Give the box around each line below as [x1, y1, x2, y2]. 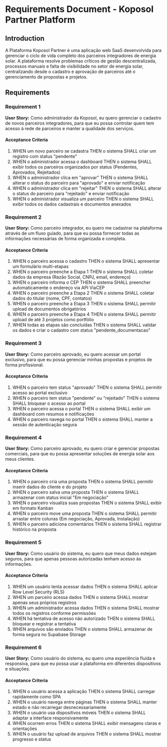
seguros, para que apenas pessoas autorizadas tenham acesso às [5, 555, 141, 561]
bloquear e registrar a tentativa [12, 620, 76, 626]
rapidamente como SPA [12, 694, 61, 700]
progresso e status [12, 736, 51, 742]
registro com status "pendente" [12, 153, 77, 159]
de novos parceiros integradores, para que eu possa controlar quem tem [5, 120, 155, 126]
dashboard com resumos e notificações [12, 411, 95, 417]
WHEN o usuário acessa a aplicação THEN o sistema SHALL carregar [12, 688, 156, 694]
